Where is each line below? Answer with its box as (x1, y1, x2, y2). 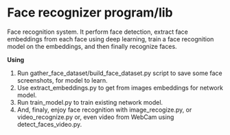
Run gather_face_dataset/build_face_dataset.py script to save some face (16, 69, 222, 77)
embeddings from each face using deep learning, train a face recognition (7, 34, 214, 43)
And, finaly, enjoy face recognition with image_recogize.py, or (16, 105, 192, 114)
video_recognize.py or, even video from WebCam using (16, 112, 174, 121)
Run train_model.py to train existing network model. (16, 98, 163, 106)
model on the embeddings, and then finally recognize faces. (7, 42, 177, 50)
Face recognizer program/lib (7, 5, 173, 21)
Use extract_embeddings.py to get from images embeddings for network (16, 83, 223, 92)
